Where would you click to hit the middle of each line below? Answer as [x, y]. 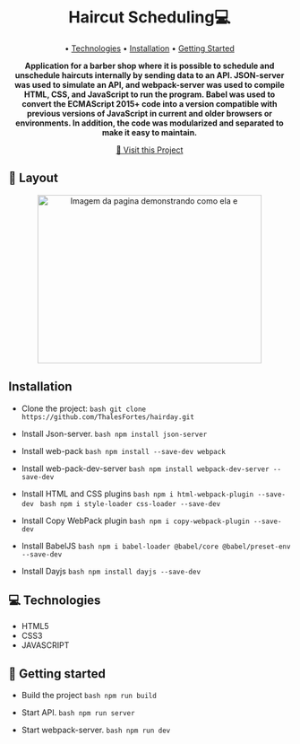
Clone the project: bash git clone [84, 408]
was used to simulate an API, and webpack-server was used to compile [150, 84]
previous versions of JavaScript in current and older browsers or [150, 113]
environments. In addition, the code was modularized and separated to [150, 123]
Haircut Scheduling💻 [150, 18]
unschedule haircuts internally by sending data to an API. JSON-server [150, 75]
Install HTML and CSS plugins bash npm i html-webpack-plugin [137, 494]
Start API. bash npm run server [78, 713]
